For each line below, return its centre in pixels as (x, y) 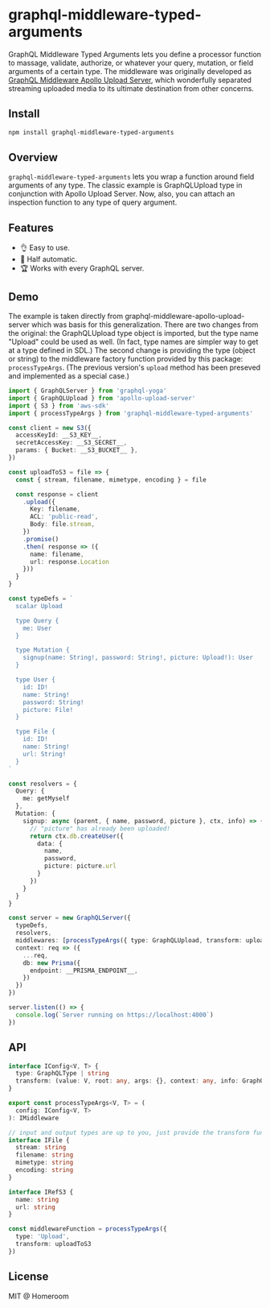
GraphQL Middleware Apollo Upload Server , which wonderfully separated (130, 80)
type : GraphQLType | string (63, 1074)
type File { (36, 732)
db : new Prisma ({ (52, 963)
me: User (37, 628)
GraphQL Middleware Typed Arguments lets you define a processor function (135, 54)
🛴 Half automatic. (49, 259)
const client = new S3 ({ (50, 428)
